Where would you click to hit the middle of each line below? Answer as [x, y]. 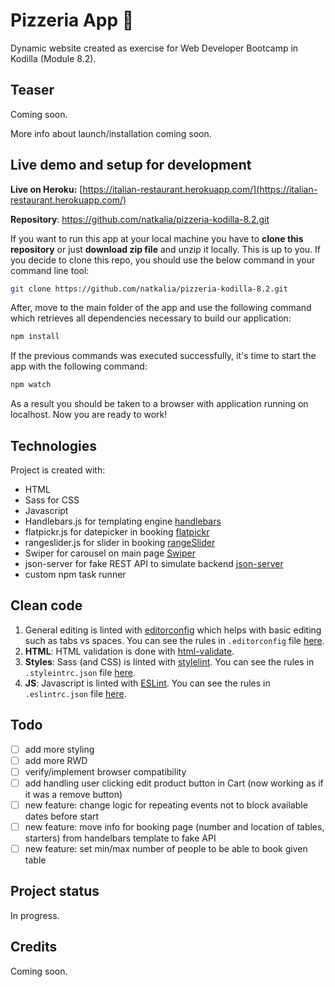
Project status [55, 891]
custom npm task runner [75, 574]
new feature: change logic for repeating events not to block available [166, 805]
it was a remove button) [73, 794]
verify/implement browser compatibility [105, 771]
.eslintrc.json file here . [75, 693]
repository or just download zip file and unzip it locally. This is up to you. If [166, 249]
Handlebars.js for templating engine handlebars [123, 521]
